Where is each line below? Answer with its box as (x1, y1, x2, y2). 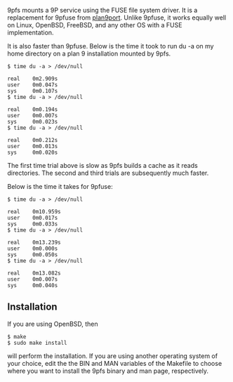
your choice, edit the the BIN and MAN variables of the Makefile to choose (7, 359, 222, 367)
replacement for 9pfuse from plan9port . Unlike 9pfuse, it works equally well (7, 13, 227, 22)
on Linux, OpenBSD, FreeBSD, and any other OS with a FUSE (7, 21, 182, 29)
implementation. (7, 28, 54, 37)
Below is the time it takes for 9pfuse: (7, 183, 114, 190)
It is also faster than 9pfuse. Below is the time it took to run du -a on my (7, 42, 214, 50)
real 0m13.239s (7, 239, 61, 246)
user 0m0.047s (7, 81, 58, 88)
